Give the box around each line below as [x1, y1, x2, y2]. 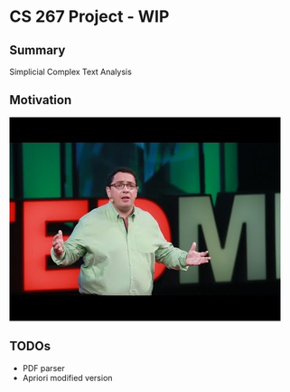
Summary [9, 43, 66, 58]
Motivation [9, 92, 72, 108]
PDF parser [22, 362, 65, 373]
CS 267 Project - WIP [9, 6, 170, 27]
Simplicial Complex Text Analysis [9, 66, 133, 77]
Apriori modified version [22, 372, 113, 383]
